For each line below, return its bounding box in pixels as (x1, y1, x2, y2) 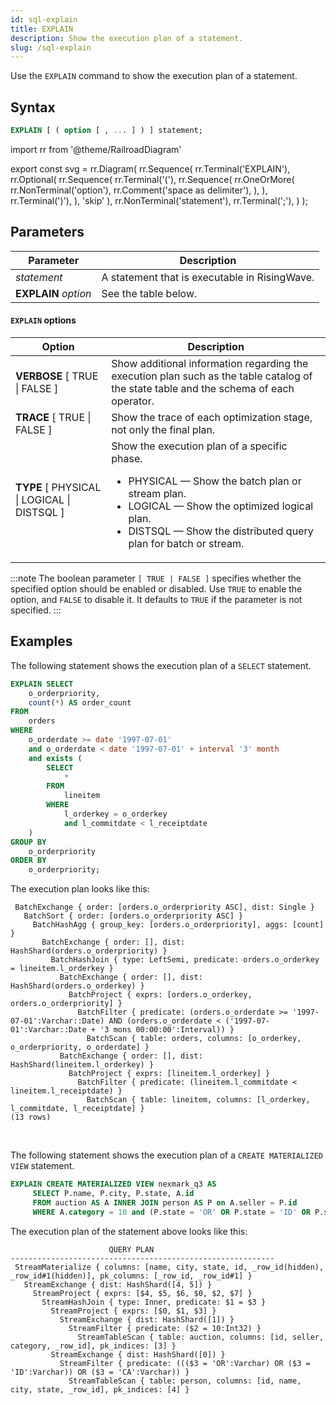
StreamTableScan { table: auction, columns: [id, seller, (77, 1332, 325, 1342)
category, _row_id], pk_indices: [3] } (10, 1341, 177, 1351)
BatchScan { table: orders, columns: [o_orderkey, (86, 1034, 302, 1044)
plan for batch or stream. (128, 536, 245, 550)
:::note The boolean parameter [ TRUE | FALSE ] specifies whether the (10, 572, 302, 584)
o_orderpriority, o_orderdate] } (10, 1042, 150, 1053)
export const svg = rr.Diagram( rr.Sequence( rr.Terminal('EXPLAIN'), (10, 162, 291, 175)
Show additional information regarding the (111, 356, 309, 370)
